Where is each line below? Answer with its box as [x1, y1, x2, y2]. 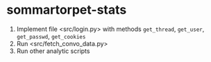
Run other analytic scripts [16, 47, 90, 55]
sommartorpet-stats [6, 2, 127, 18]
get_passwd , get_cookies [16, 32, 86, 40]
